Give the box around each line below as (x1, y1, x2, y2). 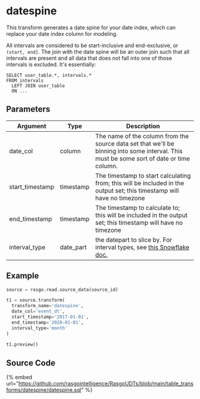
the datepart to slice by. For (95, 236, 173, 244)
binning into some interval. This (95, 147, 183, 155)
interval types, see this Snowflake (95, 243, 189, 251)
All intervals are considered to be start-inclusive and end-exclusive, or (6, 42, 179, 49)
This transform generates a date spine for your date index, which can (6, 24, 176, 31)
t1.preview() (6, 341, 39, 347)
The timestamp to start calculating (95, 171, 191, 180)
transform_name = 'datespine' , (11, 303, 84, 309)
